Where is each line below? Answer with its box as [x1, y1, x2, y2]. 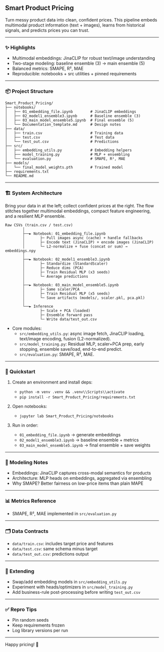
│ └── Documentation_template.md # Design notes [5, 122, 121, 127]
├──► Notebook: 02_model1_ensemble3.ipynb [22, 257, 110, 262]
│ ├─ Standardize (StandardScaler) [22, 261, 108, 266]
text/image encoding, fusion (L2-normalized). [19, 336, 111, 341]
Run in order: [12, 423, 39, 428]
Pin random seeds [12, 617, 49, 623]
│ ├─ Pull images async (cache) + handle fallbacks [22, 235, 143, 240]
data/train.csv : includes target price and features [12, 540, 114, 546]
